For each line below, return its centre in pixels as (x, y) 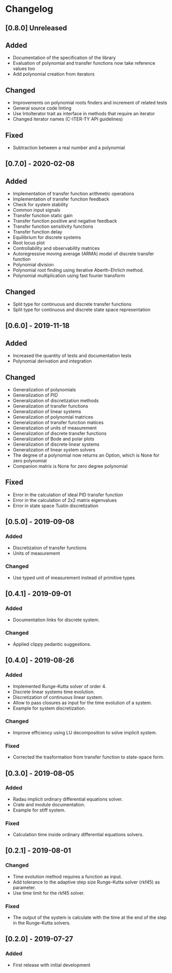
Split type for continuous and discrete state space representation (81, 310)
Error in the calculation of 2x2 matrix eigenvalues (65, 500)
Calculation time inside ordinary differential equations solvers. (78, 835)
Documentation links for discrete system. (56, 620)
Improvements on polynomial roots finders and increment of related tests (90, 103)
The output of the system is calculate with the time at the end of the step (90, 917)
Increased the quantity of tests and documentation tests (72, 356)
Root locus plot (29, 243)
